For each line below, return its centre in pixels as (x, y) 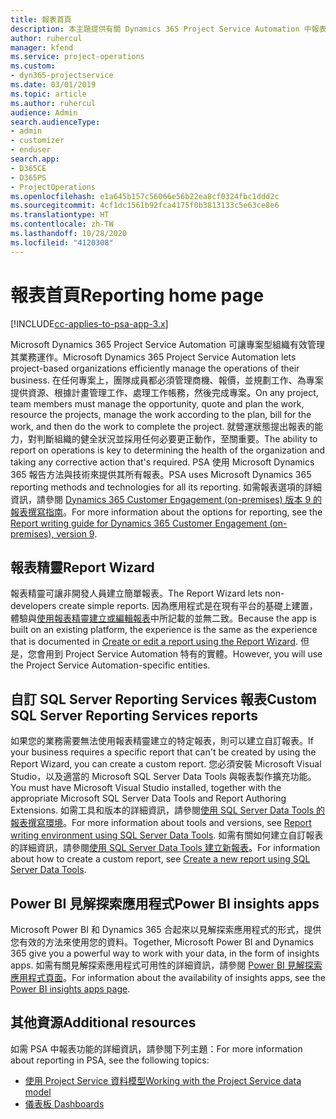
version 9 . (77, 533)
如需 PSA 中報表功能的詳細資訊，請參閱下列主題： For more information (156, 1048)
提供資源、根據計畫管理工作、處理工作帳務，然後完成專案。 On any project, (164, 392)
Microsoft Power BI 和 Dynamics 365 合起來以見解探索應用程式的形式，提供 (166, 929)
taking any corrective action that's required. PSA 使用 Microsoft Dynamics (162, 462)
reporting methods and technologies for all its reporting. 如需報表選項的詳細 (166, 487)
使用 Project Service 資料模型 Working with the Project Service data (163, 1080)
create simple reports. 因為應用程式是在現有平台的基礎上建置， (188, 606)
